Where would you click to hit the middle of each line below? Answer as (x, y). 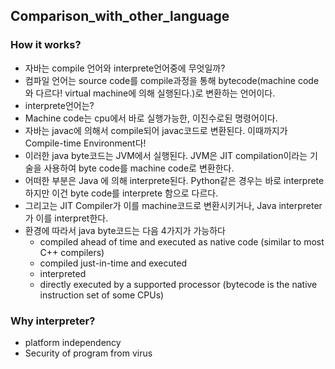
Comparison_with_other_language (120, 16)
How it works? (46, 45)
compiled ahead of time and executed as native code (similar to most (182, 241)
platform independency (73, 342)
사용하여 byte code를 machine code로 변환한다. (139, 168)
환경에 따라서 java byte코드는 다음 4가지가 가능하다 (125, 230)
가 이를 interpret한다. (66, 218)
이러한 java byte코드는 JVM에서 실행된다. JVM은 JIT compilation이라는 (166, 155)
